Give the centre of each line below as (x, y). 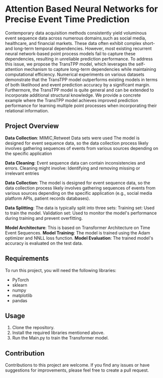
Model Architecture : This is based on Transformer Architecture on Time (78, 228)
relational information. (27, 110)
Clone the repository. (33, 328)
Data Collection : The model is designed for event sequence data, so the (78, 183)
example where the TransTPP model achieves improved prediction (71, 100)
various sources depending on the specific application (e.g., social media (79, 193)
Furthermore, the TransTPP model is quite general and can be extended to (80, 90)
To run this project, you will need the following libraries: (61, 270)
